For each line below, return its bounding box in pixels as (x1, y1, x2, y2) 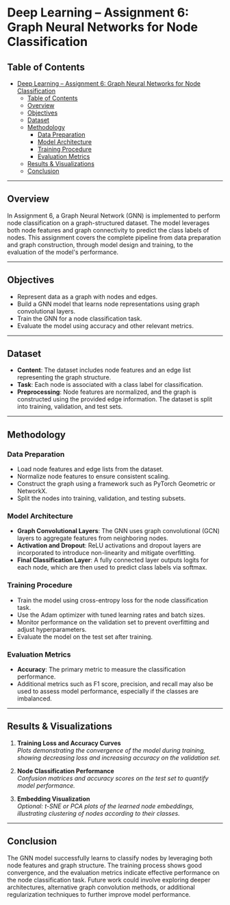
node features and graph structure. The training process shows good (7, 861, 202, 869)
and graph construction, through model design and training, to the (7, 240, 194, 248)
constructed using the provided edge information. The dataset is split (16, 395, 213, 403)
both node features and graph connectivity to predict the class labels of (7, 226, 209, 234)
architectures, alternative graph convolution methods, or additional (7, 883, 195, 891)
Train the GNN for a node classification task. (16, 314, 142, 322)
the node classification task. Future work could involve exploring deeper (7, 875, 211, 884)
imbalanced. (16, 694, 53, 703)
